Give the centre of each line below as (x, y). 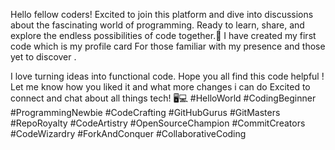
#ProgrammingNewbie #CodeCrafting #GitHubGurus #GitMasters (145, 112)
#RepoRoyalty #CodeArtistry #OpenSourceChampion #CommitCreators (158, 123)
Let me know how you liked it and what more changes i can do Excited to (160, 87)
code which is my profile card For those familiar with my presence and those (168, 46)
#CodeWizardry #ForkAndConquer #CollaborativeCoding (128, 133)
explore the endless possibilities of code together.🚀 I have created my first (163, 35)
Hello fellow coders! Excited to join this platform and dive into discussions (162, 14)
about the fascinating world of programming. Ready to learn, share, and (157, 25)
